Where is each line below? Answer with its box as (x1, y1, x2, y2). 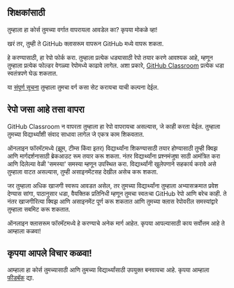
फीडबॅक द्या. (7, 273, 35, 282)
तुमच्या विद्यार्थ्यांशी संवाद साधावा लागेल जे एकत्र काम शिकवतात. (7, 130, 145, 138)
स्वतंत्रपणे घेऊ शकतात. (7, 69, 58, 77)
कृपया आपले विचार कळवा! (7, 248, 92, 259)
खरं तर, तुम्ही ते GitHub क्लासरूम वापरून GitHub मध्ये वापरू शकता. (7, 39, 164, 47)
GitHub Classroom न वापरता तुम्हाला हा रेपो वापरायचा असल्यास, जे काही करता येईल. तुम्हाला (7, 122, 221, 130)
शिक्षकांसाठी (7, 7, 45, 19)
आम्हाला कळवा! (7, 227, 41, 235)
